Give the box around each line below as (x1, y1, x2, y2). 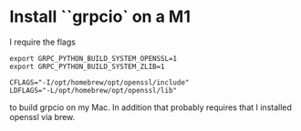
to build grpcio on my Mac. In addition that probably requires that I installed (9, 102, 292, 113)
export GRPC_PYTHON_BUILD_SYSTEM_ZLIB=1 (9, 62, 166, 71)
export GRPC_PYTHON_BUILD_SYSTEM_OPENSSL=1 (9, 54, 178, 63)
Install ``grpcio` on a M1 (9, 6, 192, 27)
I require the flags (9, 36, 76, 47)
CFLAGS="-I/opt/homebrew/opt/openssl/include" (9, 77, 190, 87)
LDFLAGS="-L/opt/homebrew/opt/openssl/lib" (9, 86, 178, 95)
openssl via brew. (9, 111, 76, 122)
